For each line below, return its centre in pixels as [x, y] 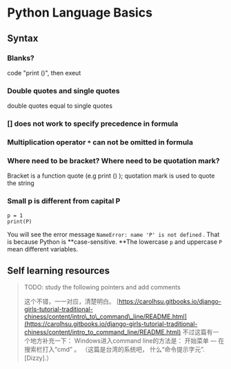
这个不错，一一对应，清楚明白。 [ [71, 301]
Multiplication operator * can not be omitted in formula [100, 142]
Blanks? [21, 58]
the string [21, 183]
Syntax [23, 38]
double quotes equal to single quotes [60, 106]
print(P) [20, 221]
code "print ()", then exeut [44, 73]
